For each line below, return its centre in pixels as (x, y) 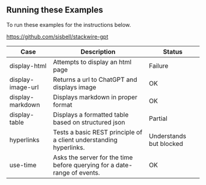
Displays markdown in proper (95, 97)
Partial (158, 118)
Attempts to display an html (92, 62)
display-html (28, 65)
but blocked (166, 143)
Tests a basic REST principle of (98, 132)
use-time (23, 165)
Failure (159, 65)
